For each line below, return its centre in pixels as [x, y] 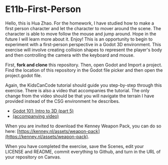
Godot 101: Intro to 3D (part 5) [43, 111]
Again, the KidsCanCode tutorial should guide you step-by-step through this [83, 85]
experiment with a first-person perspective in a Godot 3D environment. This [83, 44]
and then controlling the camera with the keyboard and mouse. [70, 55]
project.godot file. [23, 75]
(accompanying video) [35, 116]
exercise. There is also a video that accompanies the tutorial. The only [77, 90]
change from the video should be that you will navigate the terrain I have [80, 96]
